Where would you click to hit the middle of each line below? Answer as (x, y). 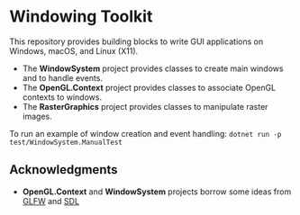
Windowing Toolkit (81, 17)
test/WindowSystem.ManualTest (66, 142)
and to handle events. (63, 77)
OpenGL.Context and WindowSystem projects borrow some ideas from (157, 192)
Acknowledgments (64, 170)
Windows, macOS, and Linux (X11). (74, 50)
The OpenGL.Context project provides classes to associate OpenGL (149, 87)
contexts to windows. (62, 97)
